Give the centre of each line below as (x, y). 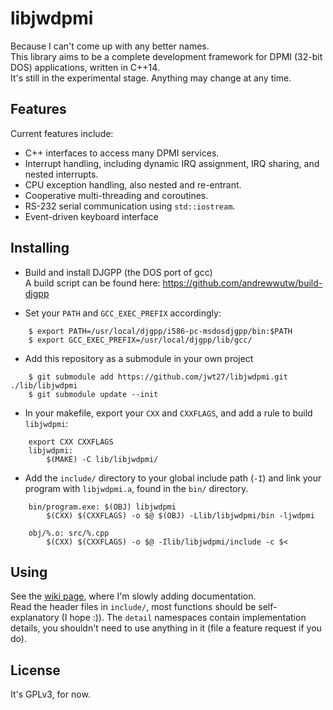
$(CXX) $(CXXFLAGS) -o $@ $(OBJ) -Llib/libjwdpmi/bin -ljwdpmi (180, 515)
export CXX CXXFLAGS (71, 442)
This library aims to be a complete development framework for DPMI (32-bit (166, 56)
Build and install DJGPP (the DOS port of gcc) (118, 272)
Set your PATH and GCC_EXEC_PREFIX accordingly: (123, 313)
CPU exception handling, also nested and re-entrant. (133, 184)
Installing (40, 248)
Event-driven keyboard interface (91, 216)
